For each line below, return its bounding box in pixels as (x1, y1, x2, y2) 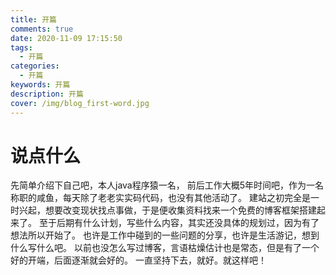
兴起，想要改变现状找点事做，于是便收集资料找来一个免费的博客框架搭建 (18, 204, 317, 216)
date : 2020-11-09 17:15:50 (10, 33, 123, 43)
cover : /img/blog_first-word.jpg (10, 98, 150, 108)
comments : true (10, 24, 74, 34)
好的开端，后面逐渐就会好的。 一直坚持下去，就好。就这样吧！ (10, 254, 267, 266)
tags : (10, 42, 33, 53)
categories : (10, 61, 60, 71)
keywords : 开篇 (10, 80, 71, 90)
